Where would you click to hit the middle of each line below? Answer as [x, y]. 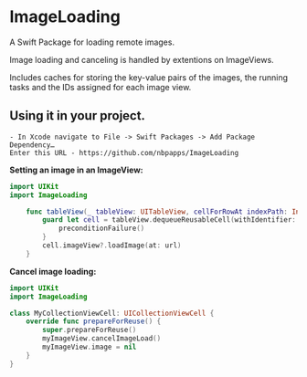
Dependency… [32, 145]
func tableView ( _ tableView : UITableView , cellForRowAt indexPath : [157, 212]
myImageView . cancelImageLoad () [102, 339]
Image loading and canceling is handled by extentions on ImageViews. [142, 59]
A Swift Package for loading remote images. [92, 42]
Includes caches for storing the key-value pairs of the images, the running [149, 77]
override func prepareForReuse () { [94, 321]
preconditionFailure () [101, 229]
